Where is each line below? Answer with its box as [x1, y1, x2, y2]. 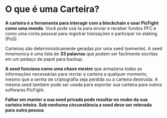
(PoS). [5, 36, 18, 42]
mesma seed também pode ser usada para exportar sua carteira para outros [5, 81, 163, 88]
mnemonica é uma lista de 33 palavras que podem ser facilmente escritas [5, 51, 158, 57]
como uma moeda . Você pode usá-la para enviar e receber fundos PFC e [5, 25, 157, 31]
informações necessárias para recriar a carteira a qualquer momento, [5, 71, 148, 77]
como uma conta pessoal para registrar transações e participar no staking [5, 30, 158, 36]
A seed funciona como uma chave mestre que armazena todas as [5, 66, 143, 72]
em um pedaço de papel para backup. [5, 56, 84, 62]
